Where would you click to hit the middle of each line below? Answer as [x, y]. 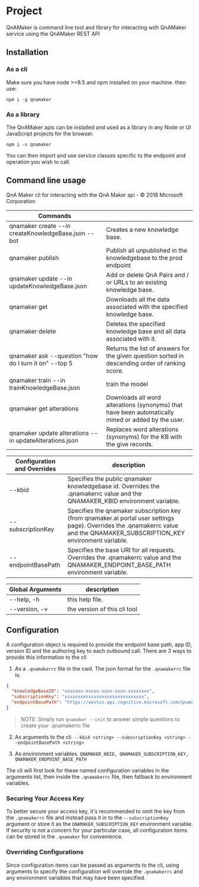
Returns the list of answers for [148, 348]
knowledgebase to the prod [145, 258]
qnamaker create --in [40, 226]
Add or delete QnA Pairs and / [148, 274]
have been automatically [140, 412]
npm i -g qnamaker [29, 99]
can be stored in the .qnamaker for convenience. [65, 837]
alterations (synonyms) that [145, 405]
